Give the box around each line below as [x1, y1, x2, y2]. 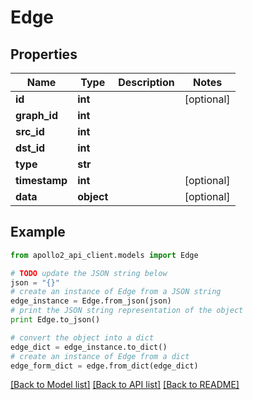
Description [118, 76, 175, 89]
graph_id [15, 109, 59, 122]
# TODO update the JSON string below [10, 268, 168, 278]
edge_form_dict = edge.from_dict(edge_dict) [10, 361, 199, 371]
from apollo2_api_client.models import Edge [10, 250, 199, 260]
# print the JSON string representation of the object [10, 306, 244, 316]
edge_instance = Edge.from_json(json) [10, 296, 172, 306]
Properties [10, 46, 78, 63]
